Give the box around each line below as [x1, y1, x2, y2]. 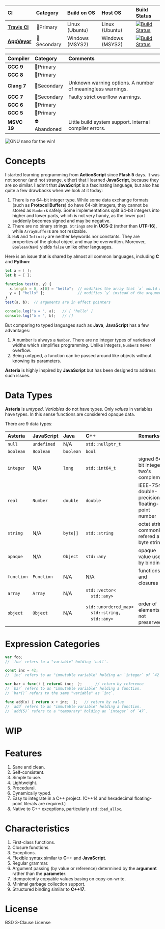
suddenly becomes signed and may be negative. [12, 218, 111, 224]
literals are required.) [24, 800, 66, 806]
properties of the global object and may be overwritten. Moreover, [12, 238, 146, 245]
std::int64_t [85, 465, 116, 471]
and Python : [5, 258, 30, 264]
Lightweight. [12, 780, 38, 786]
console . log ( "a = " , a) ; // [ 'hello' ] [5, 309, 93, 314]
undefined [32, 441, 55, 447]
